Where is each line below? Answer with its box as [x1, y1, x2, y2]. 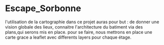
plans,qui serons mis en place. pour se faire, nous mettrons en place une [5, 29, 152, 35]
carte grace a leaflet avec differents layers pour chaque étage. [5, 34, 132, 40]
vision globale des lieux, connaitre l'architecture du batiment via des [5, 24, 143, 30]
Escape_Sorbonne [5, 3, 82, 14]
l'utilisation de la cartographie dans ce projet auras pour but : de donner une [5, 19, 160, 25]
